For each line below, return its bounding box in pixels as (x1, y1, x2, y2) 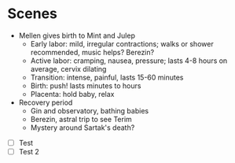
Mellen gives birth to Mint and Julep (18, 31, 135, 40)
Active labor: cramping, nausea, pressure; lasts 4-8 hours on (30, 56, 228, 65)
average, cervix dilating (30, 64, 107, 73)
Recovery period (18, 98, 73, 107)
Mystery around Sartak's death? (30, 123, 135, 132)
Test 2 (18, 147, 40, 156)
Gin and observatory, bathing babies (30, 106, 149, 115)
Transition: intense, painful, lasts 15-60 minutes (30, 72, 184, 82)
